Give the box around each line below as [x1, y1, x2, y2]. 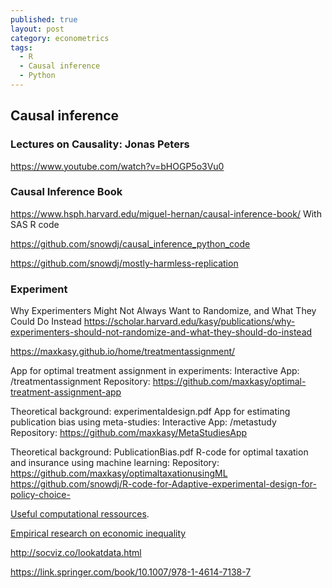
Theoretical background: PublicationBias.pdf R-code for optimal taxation [10, 446, 309, 458]
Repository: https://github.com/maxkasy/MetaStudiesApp [10, 427, 248, 439]
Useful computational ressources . [10, 508, 150, 520]
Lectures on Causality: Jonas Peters [10, 137, 190, 151]
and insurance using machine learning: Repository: [10, 457, 220, 469]
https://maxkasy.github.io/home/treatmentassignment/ [10, 346, 236, 358]
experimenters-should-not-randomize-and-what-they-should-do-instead [10, 326, 313, 338]
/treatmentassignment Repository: [10, 376, 151, 388]
